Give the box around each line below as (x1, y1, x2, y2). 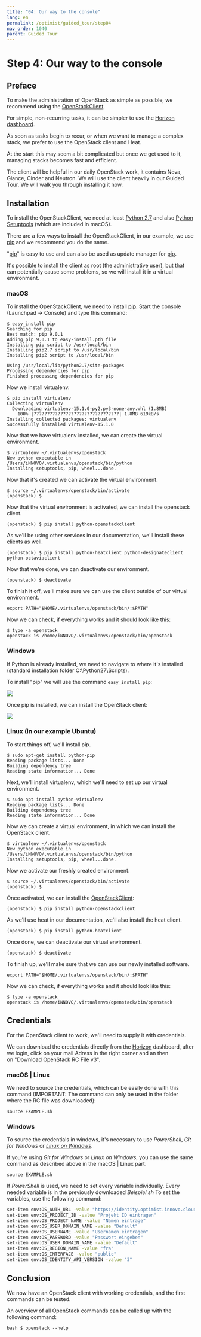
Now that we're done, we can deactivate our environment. (7, 566, 150, 573)
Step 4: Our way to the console (7, 57, 163, 71)
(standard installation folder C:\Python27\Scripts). (7, 667, 129, 674)
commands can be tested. (7, 1295, 71, 1302)
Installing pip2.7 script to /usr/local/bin (7, 347, 119, 353)
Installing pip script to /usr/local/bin (7, 342, 112, 348)
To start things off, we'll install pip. (7, 740, 91, 748)
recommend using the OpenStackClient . (7, 103, 105, 110)
